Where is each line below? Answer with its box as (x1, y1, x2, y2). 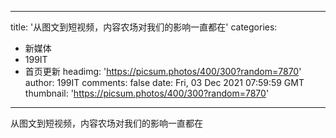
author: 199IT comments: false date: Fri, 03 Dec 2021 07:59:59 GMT (24, 77, 305, 88)
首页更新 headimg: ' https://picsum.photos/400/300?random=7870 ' (24, 66, 302, 77)
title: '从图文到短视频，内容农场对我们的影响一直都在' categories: (10, 21, 278, 33)
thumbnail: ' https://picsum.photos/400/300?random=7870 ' (24, 87, 270, 99)
